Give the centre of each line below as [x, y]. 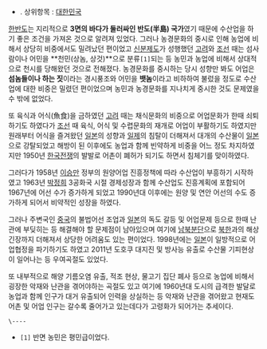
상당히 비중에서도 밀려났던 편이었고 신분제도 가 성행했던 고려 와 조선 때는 [133, 49]
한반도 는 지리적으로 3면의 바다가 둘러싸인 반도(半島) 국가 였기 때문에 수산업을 [127, 29]
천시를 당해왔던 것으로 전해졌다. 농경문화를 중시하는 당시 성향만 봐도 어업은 [139, 69]
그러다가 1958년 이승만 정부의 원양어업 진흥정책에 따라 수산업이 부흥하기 [120, 173]
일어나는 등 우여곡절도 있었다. [63, 259]
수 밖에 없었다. [31, 99]
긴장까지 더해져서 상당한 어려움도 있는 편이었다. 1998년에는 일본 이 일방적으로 [128, 239]
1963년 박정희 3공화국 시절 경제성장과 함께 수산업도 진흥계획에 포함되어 [134, 182]
